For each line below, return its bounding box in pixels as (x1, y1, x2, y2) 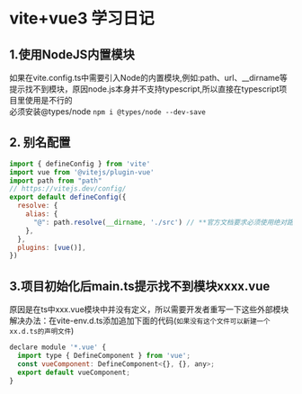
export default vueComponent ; (17, 368, 130, 377)
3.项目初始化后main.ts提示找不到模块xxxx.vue (9, 278, 271, 293)
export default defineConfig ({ (9, 193, 127, 202)
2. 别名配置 (9, 135, 71, 150)
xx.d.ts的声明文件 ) (9, 326, 75, 336)
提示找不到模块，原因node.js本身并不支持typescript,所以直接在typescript (9, 84, 280, 94)
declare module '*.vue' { (9, 343, 106, 352)
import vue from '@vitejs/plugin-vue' (9, 167, 155, 176)
